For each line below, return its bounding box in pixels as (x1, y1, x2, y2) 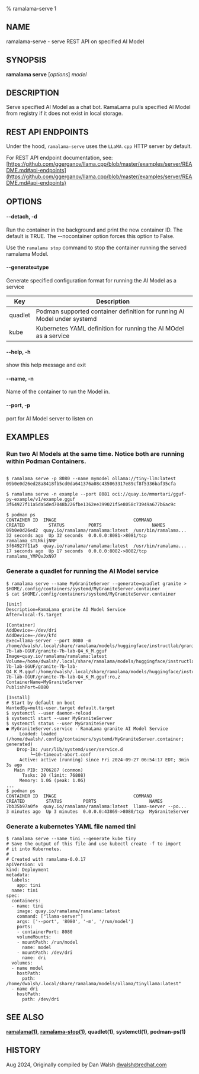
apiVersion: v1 (6, 861, 44, 867)
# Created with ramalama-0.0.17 (6, 856, 86, 862)
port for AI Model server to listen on (6, 414, 94, 422)
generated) (6, 741, 33, 747)
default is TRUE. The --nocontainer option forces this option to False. (6, 232, 175, 239)
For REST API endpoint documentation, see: (6, 154, 113, 162)
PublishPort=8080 (6, 684, 49, 690)
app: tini (17, 882, 41, 888)
